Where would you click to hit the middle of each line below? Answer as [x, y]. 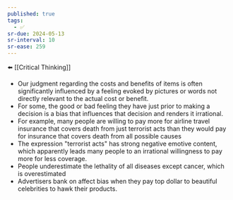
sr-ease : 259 [26, 47]
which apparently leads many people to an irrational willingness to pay [120, 151]
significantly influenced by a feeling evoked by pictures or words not [117, 91]
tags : [15, 20]
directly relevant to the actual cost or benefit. [83, 99]
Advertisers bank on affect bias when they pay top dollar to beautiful [117, 181]
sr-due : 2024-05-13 [36, 34]
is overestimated [42, 173]
